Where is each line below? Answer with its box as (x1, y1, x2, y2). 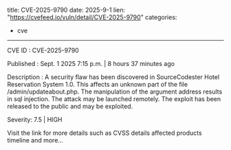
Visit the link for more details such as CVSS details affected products (7, 129, 202, 137)
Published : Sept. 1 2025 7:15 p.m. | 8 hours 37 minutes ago (7, 60, 175, 67)
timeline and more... (7, 136, 64, 144)
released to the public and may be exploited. (7, 103, 133, 110)
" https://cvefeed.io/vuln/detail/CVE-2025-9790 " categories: (7, 13, 177, 21)
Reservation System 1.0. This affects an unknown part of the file (7, 81, 188, 88)
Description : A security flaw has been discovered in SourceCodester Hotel (7, 73, 220, 81)
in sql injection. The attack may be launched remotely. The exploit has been (7, 95, 221, 103)
